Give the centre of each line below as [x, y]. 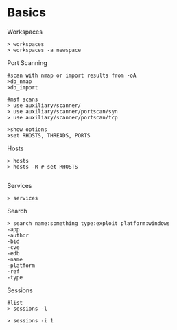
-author [18, 235]
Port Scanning [27, 62]
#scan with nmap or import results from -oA [72, 75]
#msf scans [23, 99]
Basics [27, 13]
